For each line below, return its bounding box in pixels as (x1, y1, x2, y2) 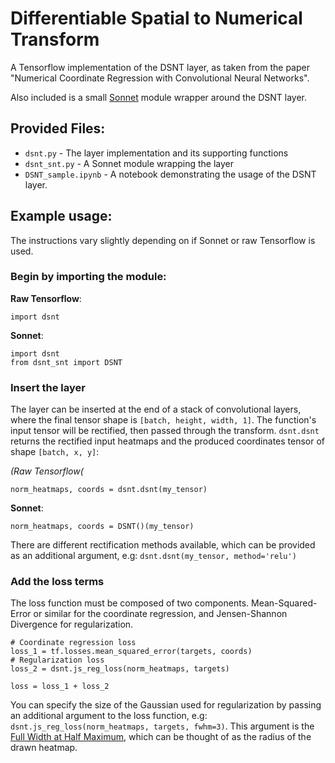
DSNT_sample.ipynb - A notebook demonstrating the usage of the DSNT (24, 168, 317, 180)
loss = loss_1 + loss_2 (10, 682, 110, 692)
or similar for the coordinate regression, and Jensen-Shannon (33, 608, 288, 620)
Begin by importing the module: (10, 270, 167, 284)
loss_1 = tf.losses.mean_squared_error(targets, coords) (10, 647, 253, 657)
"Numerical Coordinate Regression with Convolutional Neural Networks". (10, 72, 310, 84)
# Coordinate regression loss (10, 638, 137, 648)
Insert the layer (10, 380, 86, 394)
